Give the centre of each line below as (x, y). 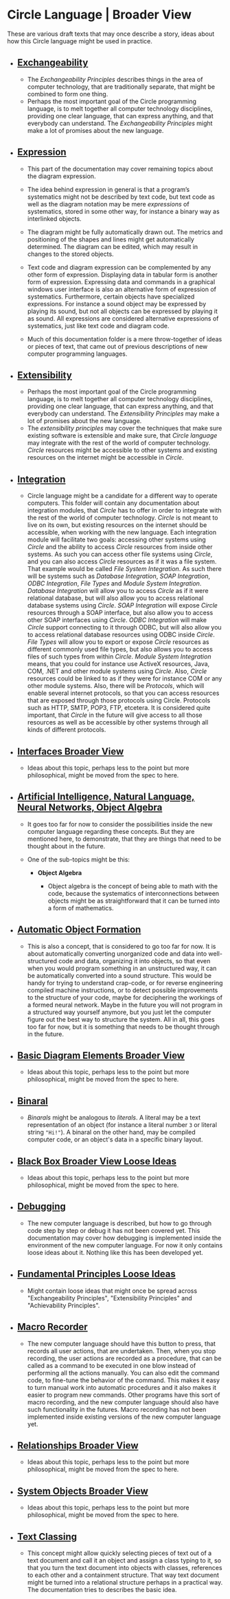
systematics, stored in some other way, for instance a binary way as (123, 211)
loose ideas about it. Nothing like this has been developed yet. (115, 1252)
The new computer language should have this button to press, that (122, 1343)
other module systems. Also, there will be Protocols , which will (116, 686)
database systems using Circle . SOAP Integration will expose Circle (123, 605)
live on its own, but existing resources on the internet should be (117, 525)
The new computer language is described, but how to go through (119, 1223)
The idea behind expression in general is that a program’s (108, 189)
